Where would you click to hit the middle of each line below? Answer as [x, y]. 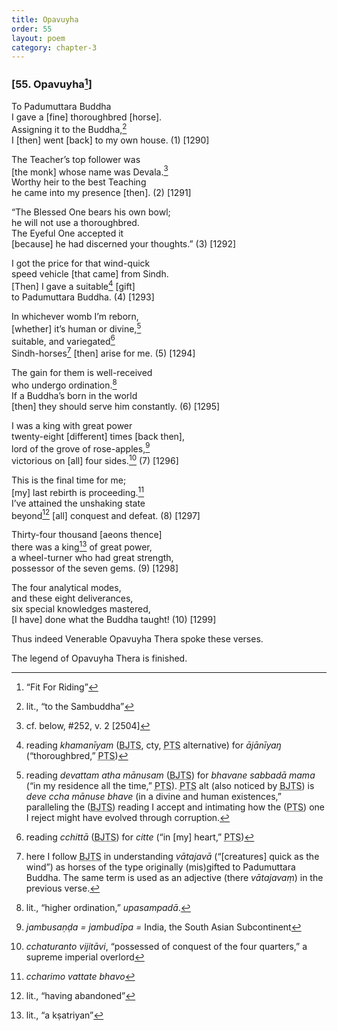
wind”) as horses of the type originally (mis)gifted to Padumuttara [160, 867]
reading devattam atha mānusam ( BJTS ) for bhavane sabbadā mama [170, 775]
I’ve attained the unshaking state [78, 503]
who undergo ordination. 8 [64, 384]
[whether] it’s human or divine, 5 [76, 328]
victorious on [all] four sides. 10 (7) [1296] [95, 459]
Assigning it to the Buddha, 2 [69, 128]
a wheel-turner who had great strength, [92, 557]
